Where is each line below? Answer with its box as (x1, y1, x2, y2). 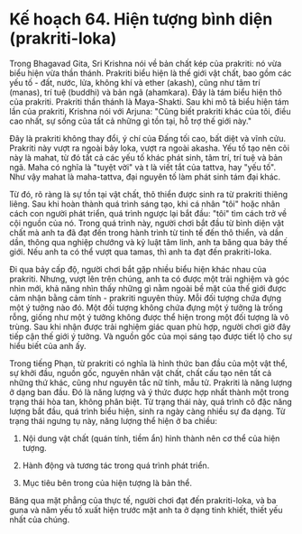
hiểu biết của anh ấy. (9, 340, 87, 351)
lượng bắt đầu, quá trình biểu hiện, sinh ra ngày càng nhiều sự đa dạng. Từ (9, 406, 286, 417)
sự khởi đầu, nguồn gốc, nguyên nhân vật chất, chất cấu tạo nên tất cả (9, 367, 272, 378)
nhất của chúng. (9, 514, 70, 525)
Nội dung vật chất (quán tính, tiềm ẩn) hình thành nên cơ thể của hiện (22, 433, 280, 444)
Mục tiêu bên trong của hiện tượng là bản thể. (22, 477, 192, 488)
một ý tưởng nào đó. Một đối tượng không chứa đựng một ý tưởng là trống (9, 302, 283, 313)
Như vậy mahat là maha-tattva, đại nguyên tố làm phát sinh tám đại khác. (9, 171, 281, 182)
